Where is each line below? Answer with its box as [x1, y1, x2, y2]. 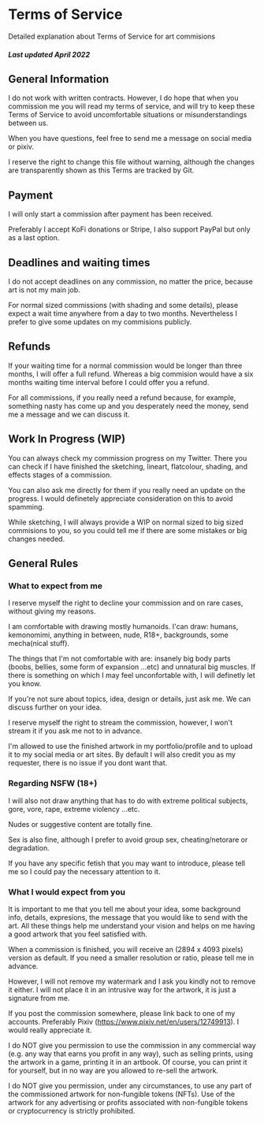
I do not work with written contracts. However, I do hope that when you [8, 93, 239, 103]
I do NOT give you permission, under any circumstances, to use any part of [8, 1080, 252, 1090]
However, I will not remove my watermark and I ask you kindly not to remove [8, 977, 256, 986]
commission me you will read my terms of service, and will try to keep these [8, 102, 255, 111]
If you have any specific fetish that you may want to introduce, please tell [8, 858, 246, 868]
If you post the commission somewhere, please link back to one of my [8, 1008, 236, 1017]
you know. [8, 679, 42, 688]
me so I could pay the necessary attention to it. [8, 866, 161, 876]
